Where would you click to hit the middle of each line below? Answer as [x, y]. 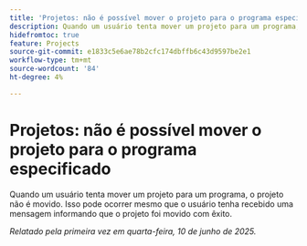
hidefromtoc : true [44, 35]
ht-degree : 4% [37, 77]
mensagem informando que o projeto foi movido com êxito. [121, 213]
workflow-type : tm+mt [51, 60]
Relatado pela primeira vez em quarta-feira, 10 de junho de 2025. [133, 231]
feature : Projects [44, 43]
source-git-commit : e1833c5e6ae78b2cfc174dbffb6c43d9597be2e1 [130, 52]
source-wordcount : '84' [55, 69]
